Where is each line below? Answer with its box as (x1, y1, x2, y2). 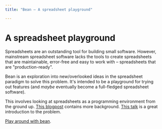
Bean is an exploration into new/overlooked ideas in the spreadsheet (5, 74, 143, 79)
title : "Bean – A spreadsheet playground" (5, 7, 93, 12)
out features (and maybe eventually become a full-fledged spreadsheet (5, 84, 149, 90)
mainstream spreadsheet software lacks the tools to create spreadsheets (5, 54, 152, 59)
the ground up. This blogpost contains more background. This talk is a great (5, 103, 158, 110)
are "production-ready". (5, 64, 53, 70)
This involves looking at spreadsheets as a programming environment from (5, 98, 156, 104)
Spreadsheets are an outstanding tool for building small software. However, (5, 48, 157, 54)
